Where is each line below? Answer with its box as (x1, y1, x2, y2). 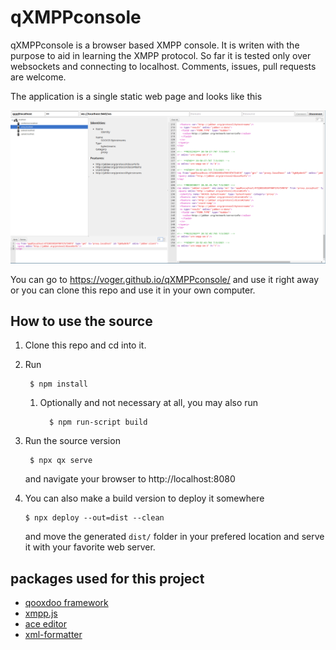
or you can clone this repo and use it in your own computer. (10, 284, 256, 296)
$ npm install (29, 379, 89, 390)
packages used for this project (10, 570, 205, 587)
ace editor (24, 618, 67, 630)
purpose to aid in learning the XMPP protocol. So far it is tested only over (10, 49, 312, 61)
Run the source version (24, 435, 121, 447)
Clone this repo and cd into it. (24, 339, 147, 351)
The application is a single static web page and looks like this (10, 90, 263, 102)
